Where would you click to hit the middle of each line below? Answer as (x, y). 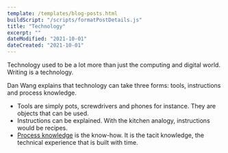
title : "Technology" (37, 26)
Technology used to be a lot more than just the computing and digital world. (114, 65)
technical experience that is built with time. (77, 142)
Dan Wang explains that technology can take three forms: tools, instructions (114, 85)
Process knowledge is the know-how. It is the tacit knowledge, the (110, 135)
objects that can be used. (53, 113)
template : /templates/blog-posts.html (62, 13)
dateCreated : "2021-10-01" (46, 45)
